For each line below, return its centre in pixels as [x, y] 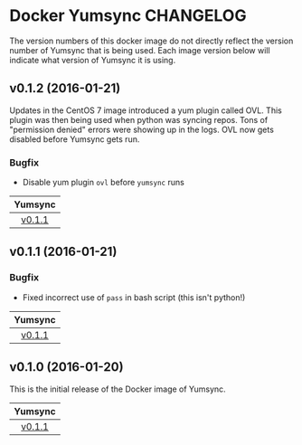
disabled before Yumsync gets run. [75, 139]
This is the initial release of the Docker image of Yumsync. [118, 389]
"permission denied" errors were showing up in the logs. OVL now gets [142, 129]
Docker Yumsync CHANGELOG [128, 16]
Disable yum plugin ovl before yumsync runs [104, 183]
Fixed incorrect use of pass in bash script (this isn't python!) [134, 297]
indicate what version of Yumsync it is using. [93, 60]
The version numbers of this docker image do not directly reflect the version [151, 41]
